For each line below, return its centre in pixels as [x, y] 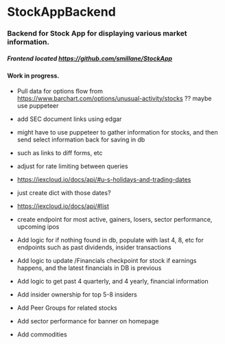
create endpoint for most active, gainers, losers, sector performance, [115, 219]
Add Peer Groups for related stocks [67, 308]
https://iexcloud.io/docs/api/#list [63, 206]
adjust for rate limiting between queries [72, 166]
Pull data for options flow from [60, 91]
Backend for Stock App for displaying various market [97, 34]
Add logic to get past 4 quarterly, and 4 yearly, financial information [113, 281]
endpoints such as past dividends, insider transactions [94, 247]
